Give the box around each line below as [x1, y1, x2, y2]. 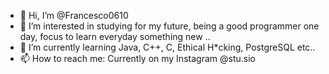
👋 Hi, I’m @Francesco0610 [19, 10, 129, 21]
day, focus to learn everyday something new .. [19, 31, 211, 42]
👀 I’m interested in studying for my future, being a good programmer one [19, 20, 320, 32]
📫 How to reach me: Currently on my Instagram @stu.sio [19, 53, 256, 64]
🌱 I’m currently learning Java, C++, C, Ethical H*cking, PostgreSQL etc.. [19, 41, 316, 53]
